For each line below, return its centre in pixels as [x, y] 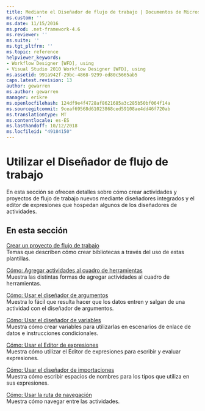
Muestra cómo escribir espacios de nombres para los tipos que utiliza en [98, 376]
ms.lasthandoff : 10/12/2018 [42, 126]
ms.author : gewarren [33, 92]
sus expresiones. [28, 383]
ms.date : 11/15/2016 [33, 23]
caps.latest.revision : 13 [39, 80]
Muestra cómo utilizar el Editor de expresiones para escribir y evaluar [94, 351]
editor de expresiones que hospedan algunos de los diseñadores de [92, 205]
